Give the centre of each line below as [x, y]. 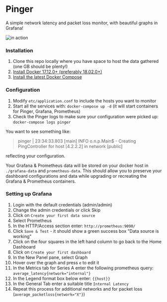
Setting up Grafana [29, 194]
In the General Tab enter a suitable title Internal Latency [71, 284]
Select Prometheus [32, 220]
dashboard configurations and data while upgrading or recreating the [76, 176]
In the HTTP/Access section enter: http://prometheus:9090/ [74, 226]
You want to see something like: [38, 131]
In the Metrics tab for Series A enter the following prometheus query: [83, 268]
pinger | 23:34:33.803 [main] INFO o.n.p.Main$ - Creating [77, 141]
